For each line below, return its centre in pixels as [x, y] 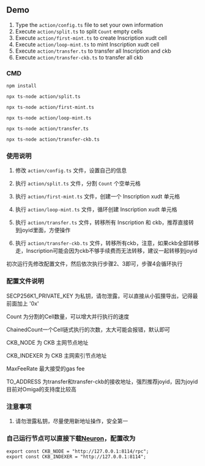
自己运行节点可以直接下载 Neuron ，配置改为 [71, 438]
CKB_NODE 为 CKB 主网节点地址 [47, 342]
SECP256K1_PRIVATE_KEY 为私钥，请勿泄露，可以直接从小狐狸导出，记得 [99, 296]
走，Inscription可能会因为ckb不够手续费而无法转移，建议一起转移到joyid [106, 251]
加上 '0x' [28, 303]
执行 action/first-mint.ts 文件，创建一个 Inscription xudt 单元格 [98, 197]
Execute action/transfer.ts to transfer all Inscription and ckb [93, 51]
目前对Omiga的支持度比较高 [41, 389]
